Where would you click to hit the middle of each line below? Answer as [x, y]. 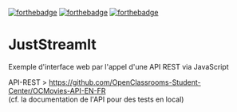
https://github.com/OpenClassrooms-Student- [125, 82]
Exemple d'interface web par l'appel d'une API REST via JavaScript [118, 66]
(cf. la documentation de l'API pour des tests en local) [96, 99]
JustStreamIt [53, 45]
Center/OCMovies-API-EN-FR [57, 90]
